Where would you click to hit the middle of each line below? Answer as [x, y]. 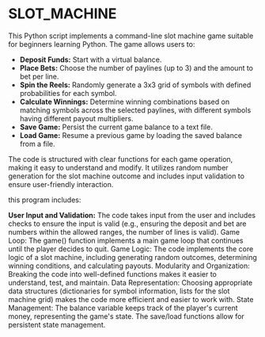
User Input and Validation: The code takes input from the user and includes [132, 215]
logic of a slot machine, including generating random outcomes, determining [132, 257]
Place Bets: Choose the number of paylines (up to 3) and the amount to [136, 67]
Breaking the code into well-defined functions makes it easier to [113, 274]
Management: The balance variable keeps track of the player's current [123, 308]
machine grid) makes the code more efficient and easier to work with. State [131, 299]
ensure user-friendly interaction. [61, 184]
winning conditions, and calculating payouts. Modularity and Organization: [129, 266]
